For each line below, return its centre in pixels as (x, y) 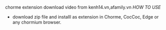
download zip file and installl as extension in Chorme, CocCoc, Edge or (85, 17)
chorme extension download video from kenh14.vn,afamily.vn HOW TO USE (83, 7)
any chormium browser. (37, 22)
